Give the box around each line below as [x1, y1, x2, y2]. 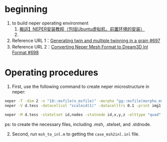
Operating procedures [4, 67, 98, 78]
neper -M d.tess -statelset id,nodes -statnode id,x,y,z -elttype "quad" [4, 112, 162, 117]
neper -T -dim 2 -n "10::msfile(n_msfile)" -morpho [4, 98, 114, 103]
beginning [4, 3, 48, 15]
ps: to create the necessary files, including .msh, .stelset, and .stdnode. [4, 121, 152, 127]
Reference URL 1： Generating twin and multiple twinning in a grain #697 [11, 37, 161, 43]
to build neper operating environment [11, 20, 89, 26]
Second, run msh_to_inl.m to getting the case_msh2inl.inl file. [11, 131, 140, 137]
